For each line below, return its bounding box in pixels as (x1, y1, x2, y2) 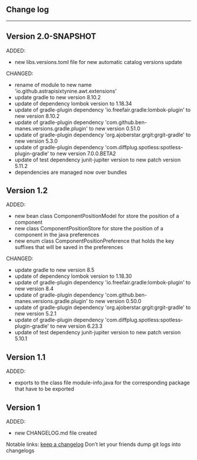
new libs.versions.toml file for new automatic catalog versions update (14, 58, 182, 65)
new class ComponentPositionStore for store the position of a (14, 225, 164, 232)
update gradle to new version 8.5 (14, 267, 95, 274)
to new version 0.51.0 (89, 125, 141, 132)
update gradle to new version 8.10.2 (14, 93, 101, 100)
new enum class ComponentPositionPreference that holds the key (14, 237, 174, 244)
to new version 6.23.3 (50, 323, 103, 330)
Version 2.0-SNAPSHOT (6, 32, 97, 42)
